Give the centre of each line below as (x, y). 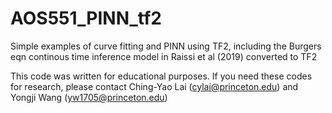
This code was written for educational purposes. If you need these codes (161, 76)
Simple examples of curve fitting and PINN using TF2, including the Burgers (166, 46)
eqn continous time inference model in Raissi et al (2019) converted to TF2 (164, 56)
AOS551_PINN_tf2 (86, 18)
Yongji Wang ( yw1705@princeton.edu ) (89, 97)
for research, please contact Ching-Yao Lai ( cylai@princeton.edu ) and (154, 86)
